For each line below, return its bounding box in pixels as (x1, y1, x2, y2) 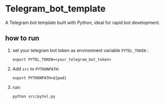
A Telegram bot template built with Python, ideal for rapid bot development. (5, 19, 160, 25)
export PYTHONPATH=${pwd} (12, 75, 66, 80)
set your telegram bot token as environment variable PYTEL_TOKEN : (12, 47, 149, 53)
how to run (5, 34, 39, 42)
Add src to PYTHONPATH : (12, 65, 59, 71)
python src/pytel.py (12, 93, 55, 99)
